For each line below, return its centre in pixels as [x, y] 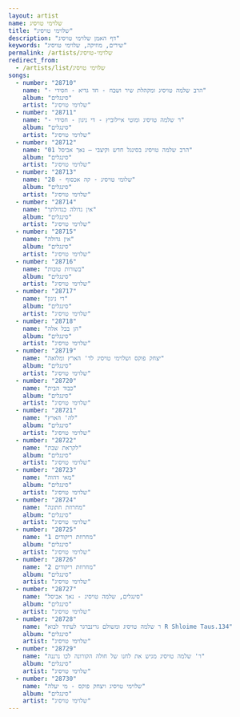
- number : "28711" [46, 113]
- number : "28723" [46, 470]
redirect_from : [34, 61]
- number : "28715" [46, 232]
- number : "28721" [46, 411]
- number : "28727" [46, 590]
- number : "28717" [46, 292]
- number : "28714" [46, 202]
